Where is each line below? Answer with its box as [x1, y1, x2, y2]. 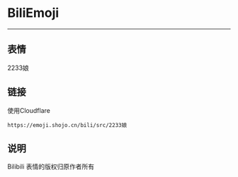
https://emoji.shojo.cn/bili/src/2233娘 [7, 121, 127, 128]
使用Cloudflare [7, 106, 51, 114]
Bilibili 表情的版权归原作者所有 [7, 162, 95, 171]
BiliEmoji [7, 5, 59, 21]
